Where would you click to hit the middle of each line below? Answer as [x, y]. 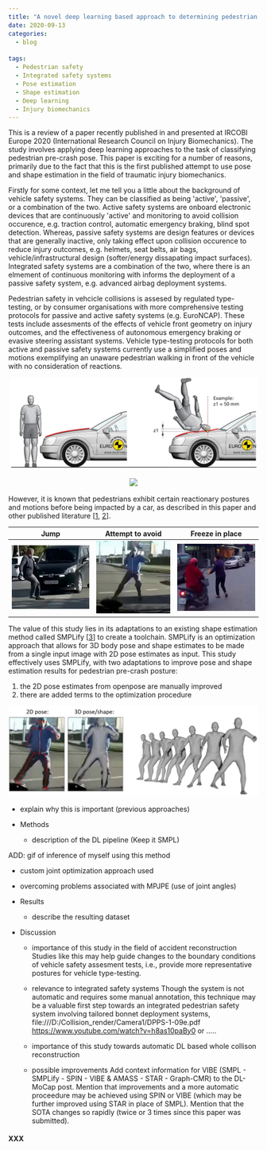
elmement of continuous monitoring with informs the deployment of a [122, 275]
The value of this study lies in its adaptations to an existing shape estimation [133, 628]
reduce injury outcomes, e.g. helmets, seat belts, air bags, [103, 250]
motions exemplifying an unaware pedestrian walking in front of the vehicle [132, 358]
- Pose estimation [46, 84]
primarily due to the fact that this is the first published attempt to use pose [130, 166]
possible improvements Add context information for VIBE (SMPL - [139, 1070]
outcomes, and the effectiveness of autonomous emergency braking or [125, 332]
